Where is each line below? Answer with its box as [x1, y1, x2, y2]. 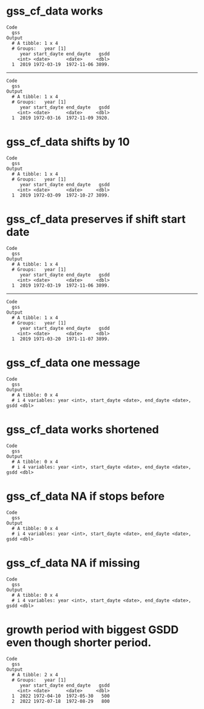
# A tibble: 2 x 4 [12, 671, 59, 677]
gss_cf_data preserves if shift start [6, 212, 186, 226]
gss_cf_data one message [6, 356, 141, 369]
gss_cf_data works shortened [6, 423, 159, 436]
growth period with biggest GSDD [6, 623, 179, 636]
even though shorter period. [6, 636, 152, 650]
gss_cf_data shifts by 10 [6, 135, 130, 149]
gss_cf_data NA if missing [6, 556, 140, 570]
